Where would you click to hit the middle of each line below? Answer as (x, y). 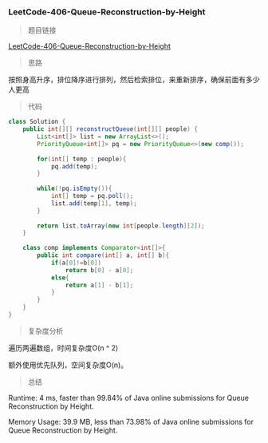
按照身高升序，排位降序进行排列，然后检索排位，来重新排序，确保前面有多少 (134, 80)
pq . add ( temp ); (74, 166)
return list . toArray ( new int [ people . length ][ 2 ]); (121, 226)
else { (60, 278)
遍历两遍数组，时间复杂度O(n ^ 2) (63, 348)
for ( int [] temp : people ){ (82, 159)
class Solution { (37, 122)
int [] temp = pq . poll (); (92, 196)
